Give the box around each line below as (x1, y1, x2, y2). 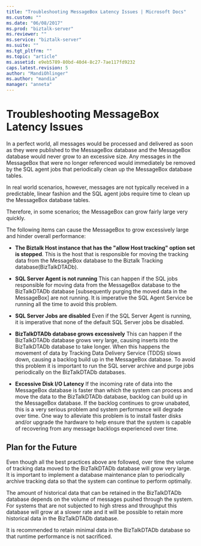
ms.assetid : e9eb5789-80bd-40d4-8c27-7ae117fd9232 (6, 59, 136, 65)
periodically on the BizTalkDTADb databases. (14, 368, 126, 376)
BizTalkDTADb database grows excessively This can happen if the (14, 330, 182, 337)
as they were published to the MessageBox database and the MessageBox (6, 146, 191, 153)
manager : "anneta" (6, 82, 52, 88)
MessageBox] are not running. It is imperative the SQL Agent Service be (14, 294, 193, 301)
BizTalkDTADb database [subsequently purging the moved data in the (14, 287, 187, 295)
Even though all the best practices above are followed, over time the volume (6, 458, 194, 465)
